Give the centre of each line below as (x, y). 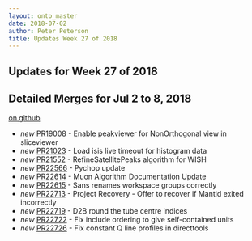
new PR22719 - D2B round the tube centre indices (104, 211)
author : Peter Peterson (49, 31)
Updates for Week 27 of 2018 (83, 71)
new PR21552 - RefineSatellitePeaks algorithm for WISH (113, 159)
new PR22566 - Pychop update (73, 168)
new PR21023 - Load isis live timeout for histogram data (113, 151)
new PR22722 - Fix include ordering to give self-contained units (127, 220)
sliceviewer (39, 142)
